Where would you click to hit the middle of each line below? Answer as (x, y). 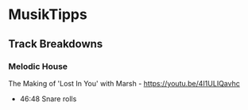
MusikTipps (48, 15)
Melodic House (38, 66)
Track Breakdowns (56, 44)
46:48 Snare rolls (48, 99)
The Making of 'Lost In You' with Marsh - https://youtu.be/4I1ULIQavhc (124, 83)
